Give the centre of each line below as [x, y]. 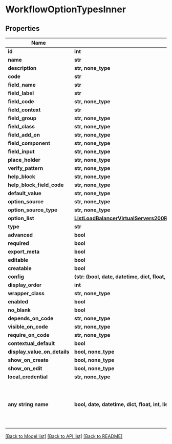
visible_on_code [28, 327]
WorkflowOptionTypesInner [66, 9]
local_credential [28, 377]
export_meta [24, 252]
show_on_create [28, 360]
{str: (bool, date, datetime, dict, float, [120, 277]
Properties [23, 28]
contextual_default [31, 343]
